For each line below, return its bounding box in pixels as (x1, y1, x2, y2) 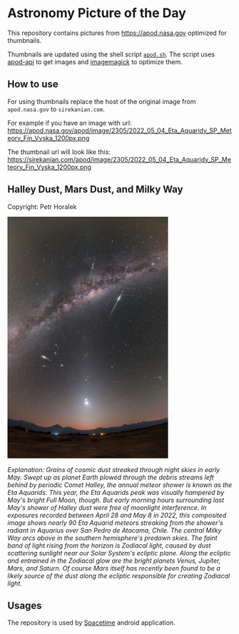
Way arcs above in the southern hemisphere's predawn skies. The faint (7, 533, 218, 542)
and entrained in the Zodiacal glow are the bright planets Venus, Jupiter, (7, 556, 221, 565)
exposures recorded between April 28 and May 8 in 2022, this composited (7, 511, 227, 519)
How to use (7, 78, 59, 91)
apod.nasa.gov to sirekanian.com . (7, 105, 106, 113)
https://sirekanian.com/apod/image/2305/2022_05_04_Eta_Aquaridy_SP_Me (7, 155, 232, 163)
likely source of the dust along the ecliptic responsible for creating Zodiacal (7, 571, 230, 580)
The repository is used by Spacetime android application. (7, 618, 176, 627)
